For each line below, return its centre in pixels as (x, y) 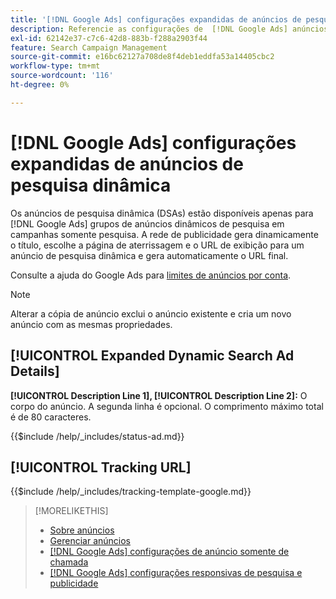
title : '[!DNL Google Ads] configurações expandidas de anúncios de (156, 19)
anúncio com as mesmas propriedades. (91, 324)
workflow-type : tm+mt (55, 66)
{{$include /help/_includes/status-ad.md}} (97, 436)
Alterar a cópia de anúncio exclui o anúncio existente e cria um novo (151, 313)
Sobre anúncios (82, 530)
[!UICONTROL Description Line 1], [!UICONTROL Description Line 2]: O (159, 395)
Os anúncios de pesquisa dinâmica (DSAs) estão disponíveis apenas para (162, 213)
